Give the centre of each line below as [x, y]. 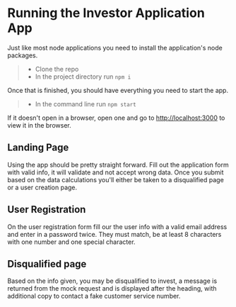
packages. [23, 55]
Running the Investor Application [106, 13]
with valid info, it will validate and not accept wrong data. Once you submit [116, 172]
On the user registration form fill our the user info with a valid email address [117, 227]
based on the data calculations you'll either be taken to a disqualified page [116, 179]
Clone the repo [57, 69]
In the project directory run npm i [83, 77]
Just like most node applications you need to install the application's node [115, 48]
